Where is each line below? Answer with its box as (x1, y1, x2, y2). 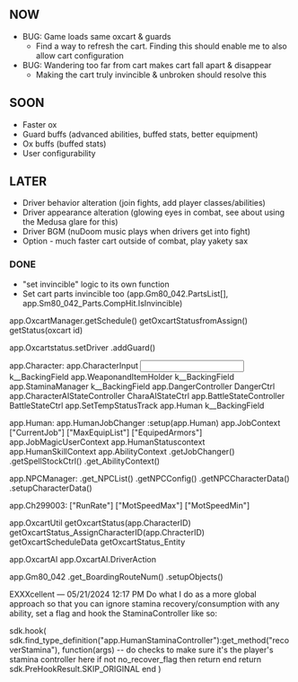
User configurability (22, 147, 96, 158)
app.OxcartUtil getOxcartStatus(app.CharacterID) (9, 517, 191, 528)
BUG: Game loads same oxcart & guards (22, 31, 171, 41)
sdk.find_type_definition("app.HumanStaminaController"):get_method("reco (9, 634, 290, 645)
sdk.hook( (9, 624, 47, 636)
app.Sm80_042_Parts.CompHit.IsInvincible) (22, 297, 183, 308)
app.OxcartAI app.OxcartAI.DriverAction (9, 554, 157, 564)
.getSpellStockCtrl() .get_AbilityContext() (9, 456, 160, 466)
